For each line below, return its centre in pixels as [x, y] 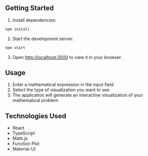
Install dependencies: [34, 20]
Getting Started [30, 8]
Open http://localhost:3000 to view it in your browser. [67, 57]
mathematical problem [35, 101]
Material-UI [24, 149]
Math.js [20, 139]
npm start [15, 48]
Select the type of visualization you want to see [61, 90]
